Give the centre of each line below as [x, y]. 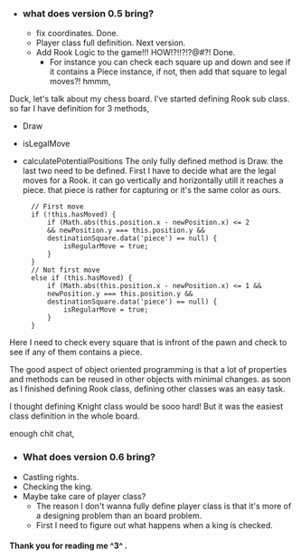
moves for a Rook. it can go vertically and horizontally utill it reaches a [153, 180]
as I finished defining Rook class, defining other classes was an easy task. [148, 389]
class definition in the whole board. [75, 416]
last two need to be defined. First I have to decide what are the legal [149, 171]
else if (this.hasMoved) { [82, 278]
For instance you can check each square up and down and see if [170, 63]
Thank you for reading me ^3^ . [69, 546]
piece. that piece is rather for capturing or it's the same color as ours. [152, 190]
